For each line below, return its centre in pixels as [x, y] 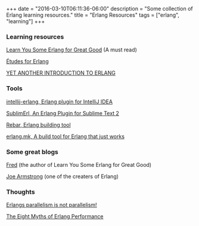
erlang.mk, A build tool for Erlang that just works [66, 136]
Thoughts [21, 192]
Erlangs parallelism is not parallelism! [52, 205]
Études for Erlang [27, 62]
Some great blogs [32, 152]
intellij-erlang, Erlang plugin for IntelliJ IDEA [60, 102]
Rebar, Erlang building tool [38, 124]
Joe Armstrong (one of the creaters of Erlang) [63, 176]
